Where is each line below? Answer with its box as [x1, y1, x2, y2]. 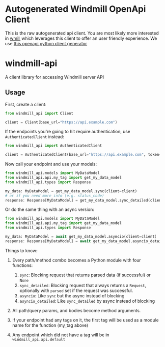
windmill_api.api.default [12, 337, 65, 342]
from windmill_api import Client [5, 111, 74, 116]
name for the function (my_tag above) [12, 322, 88, 328]
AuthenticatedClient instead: [5, 134, 65, 140]
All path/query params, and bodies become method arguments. [12, 307, 141, 313]
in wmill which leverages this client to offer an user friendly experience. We [5, 35, 157, 41]
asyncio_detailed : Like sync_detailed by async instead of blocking [19, 298, 155, 304]
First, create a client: [5, 101, 47, 107]
